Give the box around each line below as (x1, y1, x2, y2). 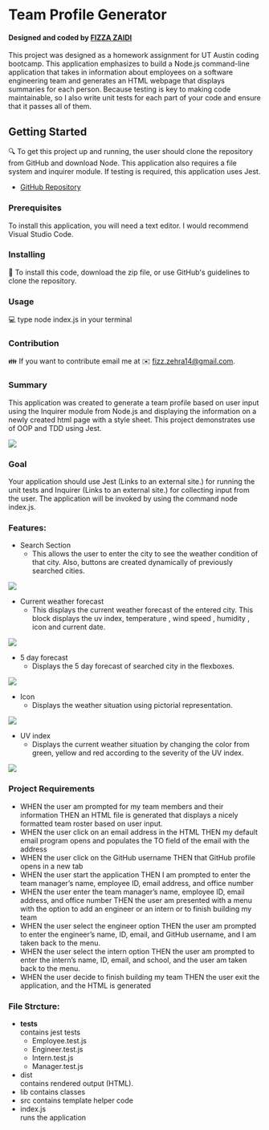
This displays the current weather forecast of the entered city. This (31, 605, 254, 615)
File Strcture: (8, 1001, 60, 1012)
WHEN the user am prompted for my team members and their (19, 801, 224, 811)
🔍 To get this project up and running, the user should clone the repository (8, 147, 253, 156)
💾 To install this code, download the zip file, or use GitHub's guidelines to (8, 267, 251, 277)
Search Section (19, 540, 71, 551)
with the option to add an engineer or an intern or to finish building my (19, 904, 252, 913)
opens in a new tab (19, 861, 84, 871)
